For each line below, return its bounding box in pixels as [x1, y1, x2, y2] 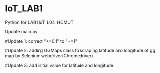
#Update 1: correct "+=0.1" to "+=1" [5, 38, 78, 44]
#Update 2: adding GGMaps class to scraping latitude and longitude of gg [5, 48, 156, 53]
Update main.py [5, 28, 38, 34]
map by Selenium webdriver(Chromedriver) [5, 52, 93, 59]
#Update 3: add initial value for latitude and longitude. [5, 62, 115, 68]
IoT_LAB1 [5, 3, 43, 14]
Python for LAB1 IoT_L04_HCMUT [5, 19, 74, 25]
